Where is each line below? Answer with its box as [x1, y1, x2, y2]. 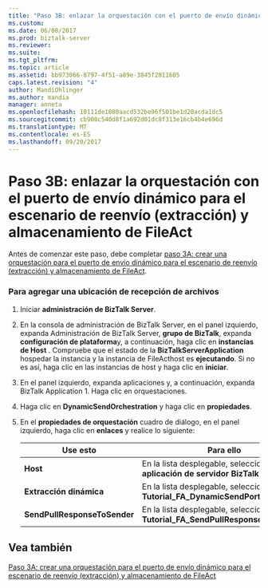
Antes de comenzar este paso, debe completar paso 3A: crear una [8, 249, 227, 259]
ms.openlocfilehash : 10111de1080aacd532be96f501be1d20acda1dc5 [8, 109, 223, 116]
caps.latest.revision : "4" [8, 78, 98, 86]
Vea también [8, 541, 73, 554]
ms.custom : [8, 19, 45, 27]
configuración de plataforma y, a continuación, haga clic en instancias [19, 337, 254, 346]
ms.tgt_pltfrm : [8, 57, 59, 65]
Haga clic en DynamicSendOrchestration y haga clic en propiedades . [19, 401, 253, 411]
